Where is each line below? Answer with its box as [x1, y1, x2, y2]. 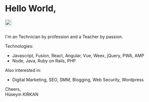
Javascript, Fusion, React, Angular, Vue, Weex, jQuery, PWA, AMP [12, 52, 145, 59]
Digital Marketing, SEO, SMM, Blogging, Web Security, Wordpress [12, 77, 144, 82]
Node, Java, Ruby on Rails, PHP [12, 58, 76, 63]
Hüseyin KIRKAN [5, 91, 39, 97]
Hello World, [5, 3, 56, 14]
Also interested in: [5, 67, 41, 73]
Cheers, [5, 86, 21, 92]
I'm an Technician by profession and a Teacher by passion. [5, 34, 123, 40]
